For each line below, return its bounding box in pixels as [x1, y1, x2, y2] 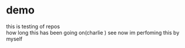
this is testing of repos [6, 23, 60, 30]
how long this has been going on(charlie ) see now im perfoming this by [6, 29, 180, 36]
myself [6, 35, 23, 42]
